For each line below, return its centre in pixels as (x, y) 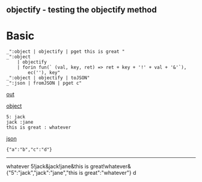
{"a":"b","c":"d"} (29, 150)
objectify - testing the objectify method (82, 10)
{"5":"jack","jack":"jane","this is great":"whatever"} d (71, 173)
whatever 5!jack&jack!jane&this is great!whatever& (69, 166)
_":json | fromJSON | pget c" (44, 83)
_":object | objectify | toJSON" (48, 78)
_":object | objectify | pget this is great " (66, 52)
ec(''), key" (44, 73)
